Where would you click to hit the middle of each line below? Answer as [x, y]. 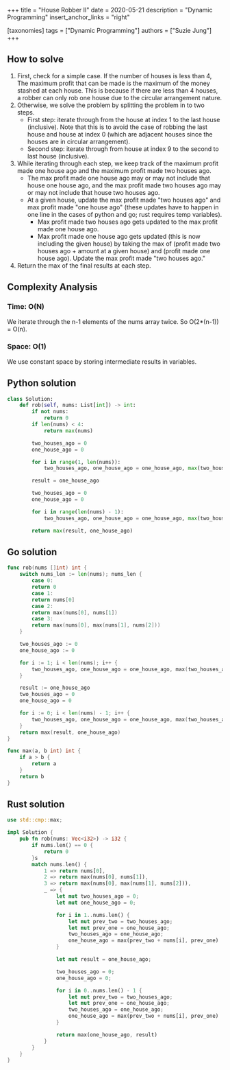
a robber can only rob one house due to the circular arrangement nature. [119, 97]
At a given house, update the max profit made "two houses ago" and [124, 200]
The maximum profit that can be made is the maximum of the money [113, 83]
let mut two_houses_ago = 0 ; [97, 896]
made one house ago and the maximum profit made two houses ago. [114, 170]
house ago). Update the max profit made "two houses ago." [122, 258]
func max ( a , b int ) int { [44, 751]
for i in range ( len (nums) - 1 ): [78, 512]
